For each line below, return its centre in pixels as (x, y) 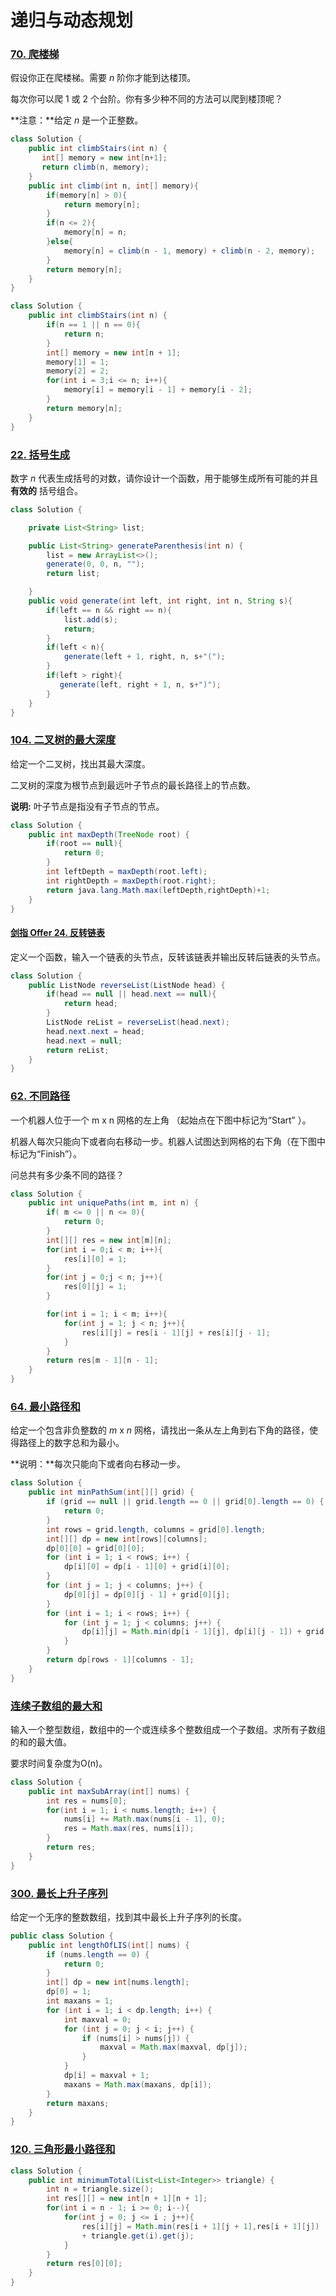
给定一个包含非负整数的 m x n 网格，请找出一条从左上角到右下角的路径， (160, 1430)
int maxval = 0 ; (97, 2019)
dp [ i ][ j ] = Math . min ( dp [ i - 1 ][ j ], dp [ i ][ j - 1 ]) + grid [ (205, 1632)
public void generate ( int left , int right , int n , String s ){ (160, 601)
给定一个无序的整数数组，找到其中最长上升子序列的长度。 (128, 1917)
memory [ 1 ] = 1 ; (78, 362)
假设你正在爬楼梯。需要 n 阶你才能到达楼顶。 (103, 78)
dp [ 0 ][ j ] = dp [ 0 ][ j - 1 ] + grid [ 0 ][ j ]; (147, 1594)
